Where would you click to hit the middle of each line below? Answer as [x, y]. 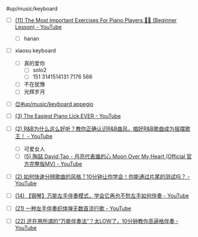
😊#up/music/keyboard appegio [54, 104]
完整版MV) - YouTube [56, 163]
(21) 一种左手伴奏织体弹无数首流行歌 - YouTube [73, 208]
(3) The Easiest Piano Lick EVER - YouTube [68, 116]
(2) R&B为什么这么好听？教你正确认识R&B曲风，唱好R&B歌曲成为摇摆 [100, 129]
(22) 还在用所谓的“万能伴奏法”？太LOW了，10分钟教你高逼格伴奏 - [97, 221]
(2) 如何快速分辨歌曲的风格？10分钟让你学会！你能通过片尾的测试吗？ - [102, 177]
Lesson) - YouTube [38, 27]
